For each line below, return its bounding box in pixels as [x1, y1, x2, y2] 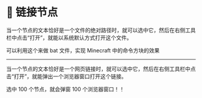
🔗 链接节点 [6, 5, 58, 19]
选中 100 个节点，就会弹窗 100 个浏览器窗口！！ [6, 85, 125, 93]
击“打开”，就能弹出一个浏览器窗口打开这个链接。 [6, 73, 127, 80]
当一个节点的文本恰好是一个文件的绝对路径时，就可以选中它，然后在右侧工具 [6, 26, 196, 34]
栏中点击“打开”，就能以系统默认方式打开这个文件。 [6, 34, 132, 41]
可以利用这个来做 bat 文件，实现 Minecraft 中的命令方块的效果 [6, 46, 160, 54]
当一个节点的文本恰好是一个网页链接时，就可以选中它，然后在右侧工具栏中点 [6, 65, 196, 72]
